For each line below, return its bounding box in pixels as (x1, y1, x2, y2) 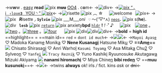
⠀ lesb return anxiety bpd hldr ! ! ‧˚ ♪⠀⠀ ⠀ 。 (16, 22, 153, 28)
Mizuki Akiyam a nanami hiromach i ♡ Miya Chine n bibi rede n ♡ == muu (5, 57, 157, 62)
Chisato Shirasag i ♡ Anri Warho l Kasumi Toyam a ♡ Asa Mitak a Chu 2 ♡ (11, 45, 153, 51)
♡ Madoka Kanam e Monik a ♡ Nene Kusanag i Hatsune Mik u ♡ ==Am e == (5, 40, 156, 45)
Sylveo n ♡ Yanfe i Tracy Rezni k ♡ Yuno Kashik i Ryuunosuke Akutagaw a (5, 51, 158, 57)
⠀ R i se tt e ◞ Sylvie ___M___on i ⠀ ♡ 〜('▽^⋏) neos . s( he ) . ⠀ (16, 16, 150, 22)
